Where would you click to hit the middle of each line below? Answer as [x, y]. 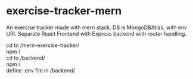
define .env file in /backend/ [41, 70]
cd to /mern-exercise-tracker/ [43, 45]
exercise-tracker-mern [64, 11]
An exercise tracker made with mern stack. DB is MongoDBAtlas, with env [97, 27]
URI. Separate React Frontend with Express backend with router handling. [96, 33]
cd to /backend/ [26, 58]
